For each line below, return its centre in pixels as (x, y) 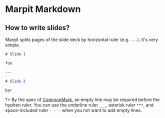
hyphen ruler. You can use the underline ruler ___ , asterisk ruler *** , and (79, 105)
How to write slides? (37, 28)
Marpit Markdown (43, 9)
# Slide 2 (15, 81)
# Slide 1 (15, 54)
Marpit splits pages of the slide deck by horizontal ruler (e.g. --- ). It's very (82, 39)
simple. (13, 45)
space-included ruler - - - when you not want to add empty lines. (73, 110)
